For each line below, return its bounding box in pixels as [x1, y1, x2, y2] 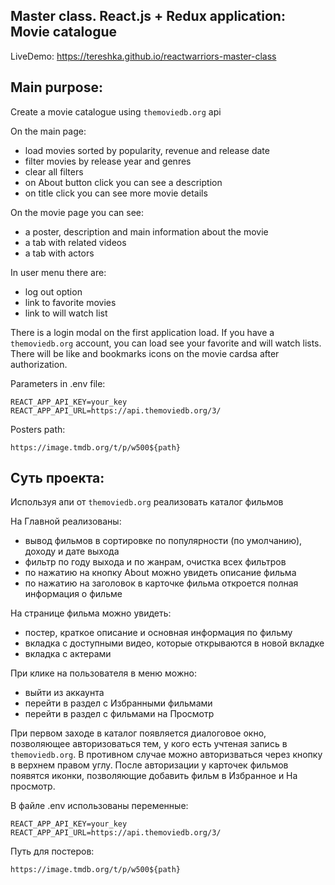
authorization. [10, 358, 68, 370]
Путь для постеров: [10, 845, 95, 858]
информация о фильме [24, 588, 123, 600]
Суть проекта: [10, 470, 105, 487]
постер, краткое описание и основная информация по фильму [24, 627, 293, 639]
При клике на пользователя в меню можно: [10, 667, 197, 679]
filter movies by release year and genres [24, 155, 192, 167]
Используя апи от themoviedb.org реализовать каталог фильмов [10, 496, 284, 508]
